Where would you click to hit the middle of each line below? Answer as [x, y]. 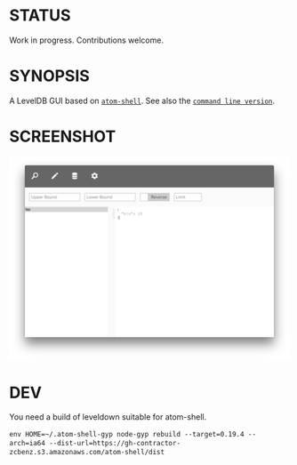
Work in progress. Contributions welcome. [87, 40]
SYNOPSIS [50, 76]
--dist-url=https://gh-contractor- [114, 444]
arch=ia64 [28, 444]
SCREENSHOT [63, 136]
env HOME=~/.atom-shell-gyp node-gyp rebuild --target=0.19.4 [127, 435]
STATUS [40, 16]
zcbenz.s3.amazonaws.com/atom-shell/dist [87, 453]
